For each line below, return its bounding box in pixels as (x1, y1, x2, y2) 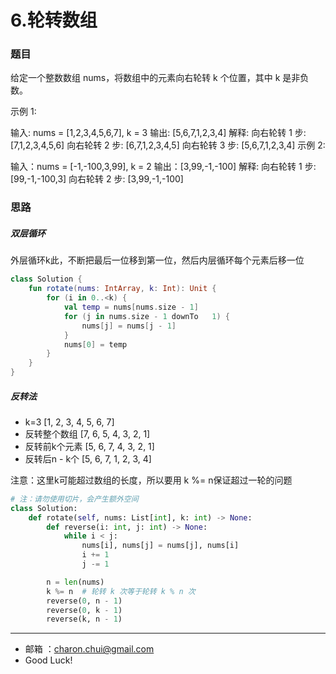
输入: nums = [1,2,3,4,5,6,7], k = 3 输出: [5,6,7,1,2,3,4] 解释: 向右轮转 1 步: (10, 127, 307, 139)
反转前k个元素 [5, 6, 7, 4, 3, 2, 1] (24, 440, 155, 452)
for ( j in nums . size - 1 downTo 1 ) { (63, 311, 230, 321)
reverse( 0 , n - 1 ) (46, 596, 123, 606)
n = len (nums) (46, 577, 105, 587)
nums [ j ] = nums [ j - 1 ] (81, 321, 177, 331)
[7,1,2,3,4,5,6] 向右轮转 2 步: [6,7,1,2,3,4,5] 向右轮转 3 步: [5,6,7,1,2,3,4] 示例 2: (10, 139, 326, 151)
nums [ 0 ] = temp (63, 339, 128, 350)
